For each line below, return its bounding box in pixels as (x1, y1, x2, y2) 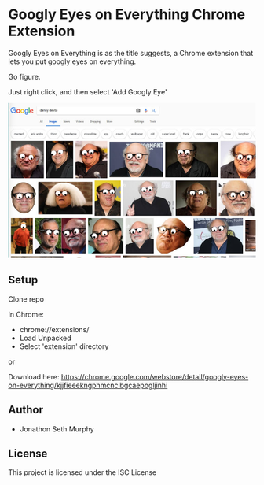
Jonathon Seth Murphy (19, 424, 94, 434)
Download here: (8, 372, 60, 381)
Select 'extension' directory (19, 341, 109, 351)
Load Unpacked (19, 333, 71, 342)
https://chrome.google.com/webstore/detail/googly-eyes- (60, 372, 249, 381)
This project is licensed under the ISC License (8, 468, 157, 477)
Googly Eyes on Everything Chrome (8, 6, 246, 24)
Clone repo (8, 294, 45, 304)
